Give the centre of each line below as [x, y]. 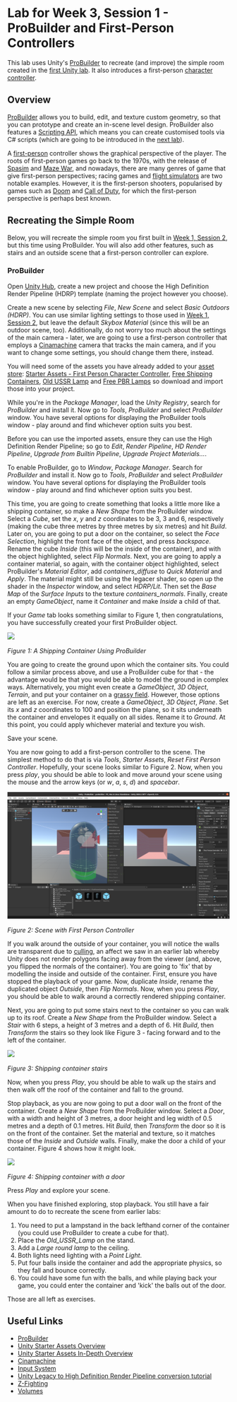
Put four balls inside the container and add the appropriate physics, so [120, 1263]
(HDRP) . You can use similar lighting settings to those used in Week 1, [108, 315]
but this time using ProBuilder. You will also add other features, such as [110, 245]
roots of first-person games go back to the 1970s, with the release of [107, 160]
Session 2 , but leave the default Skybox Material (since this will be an [108, 322]
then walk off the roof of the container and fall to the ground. [96, 1090]
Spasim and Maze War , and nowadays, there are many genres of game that [116, 168]
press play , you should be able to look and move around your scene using [115, 774]
